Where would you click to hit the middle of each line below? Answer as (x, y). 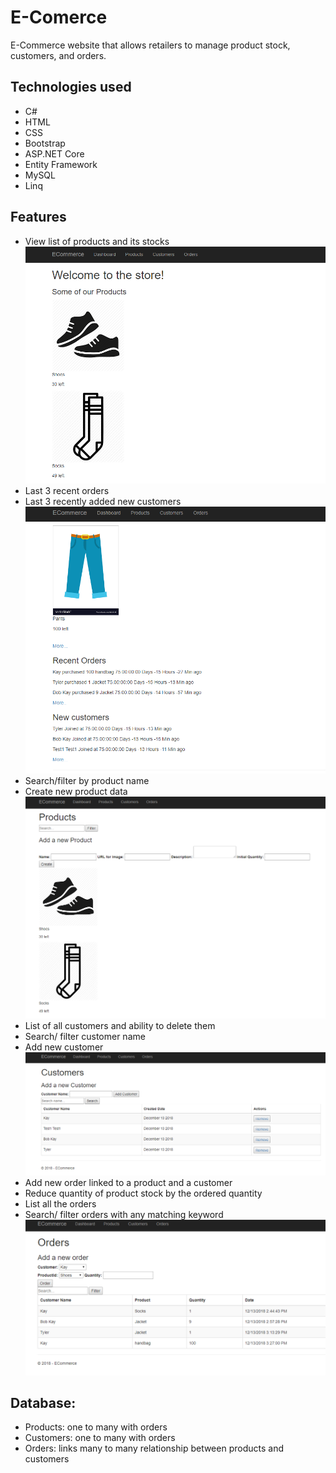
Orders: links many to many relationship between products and (154, 1448)
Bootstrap (45, 143)
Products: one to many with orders (96, 1427)
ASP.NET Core (54, 153)
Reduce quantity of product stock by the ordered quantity (143, 1193)
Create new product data (76, 791)
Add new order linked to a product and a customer (128, 1183)
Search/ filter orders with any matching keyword (124, 1215)
